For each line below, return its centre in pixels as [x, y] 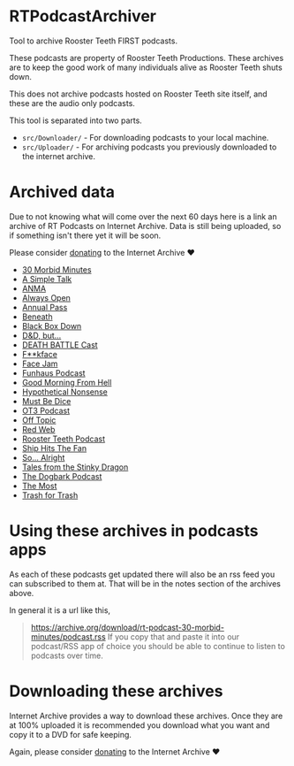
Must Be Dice [46, 401]
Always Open [46, 297]
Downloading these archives [116, 691]
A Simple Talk [47, 279]
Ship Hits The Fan [54, 448]
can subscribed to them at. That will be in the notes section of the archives [145, 583]
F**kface [39, 354]
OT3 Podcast [46, 410]
